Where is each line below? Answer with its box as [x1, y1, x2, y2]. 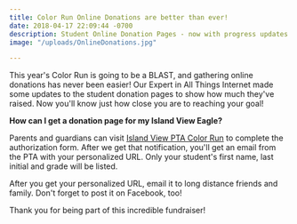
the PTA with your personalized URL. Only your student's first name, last [9, 152, 274, 163]
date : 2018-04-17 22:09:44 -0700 [9, 21, 133, 30]
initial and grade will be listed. [9, 161, 118, 172]
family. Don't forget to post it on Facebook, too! [9, 188, 182, 198]
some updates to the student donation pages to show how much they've [9, 89, 275, 100]
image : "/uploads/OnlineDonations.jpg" [9, 37, 157, 47]
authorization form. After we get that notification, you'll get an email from [9, 142, 277, 153]
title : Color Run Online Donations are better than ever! [9, 12, 229, 22]
